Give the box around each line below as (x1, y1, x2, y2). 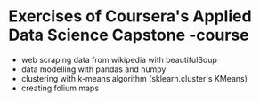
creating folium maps (20, 82, 100, 93)
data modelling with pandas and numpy (20, 64, 167, 75)
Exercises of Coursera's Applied (8, 6, 252, 27)
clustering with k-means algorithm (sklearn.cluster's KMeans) (20, 73, 248, 83)
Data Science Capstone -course (8, 25, 250, 45)
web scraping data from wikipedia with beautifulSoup (20, 54, 217, 65)
